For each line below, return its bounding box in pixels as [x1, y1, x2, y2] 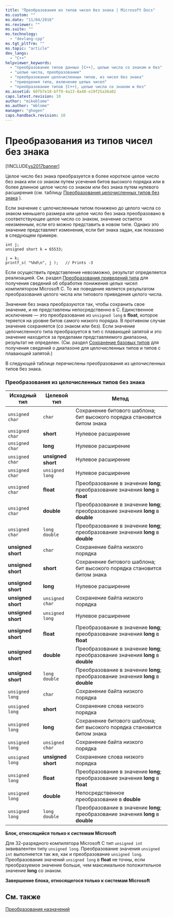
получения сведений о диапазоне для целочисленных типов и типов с [5, 344, 161, 351]
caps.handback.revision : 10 [5, 113, 66, 118]
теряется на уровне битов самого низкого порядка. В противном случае [5, 317, 166, 323]
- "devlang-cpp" [10, 37, 45, 42]
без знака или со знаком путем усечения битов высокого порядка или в [5, 178, 165, 184]
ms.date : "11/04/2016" [5, 17, 54, 22]
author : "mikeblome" [5, 98, 50, 103]
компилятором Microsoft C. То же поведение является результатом [5, 285, 154, 291]
